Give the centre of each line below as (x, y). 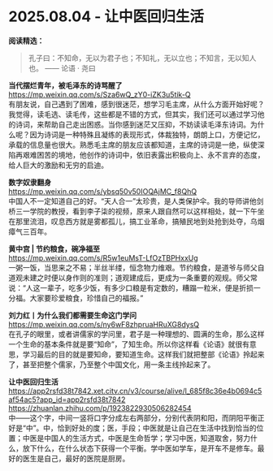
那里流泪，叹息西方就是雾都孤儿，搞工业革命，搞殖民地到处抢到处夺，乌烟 (140, 221)
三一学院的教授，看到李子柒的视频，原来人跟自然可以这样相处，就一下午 (136, 211)
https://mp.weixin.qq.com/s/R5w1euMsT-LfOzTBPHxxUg (104, 257)
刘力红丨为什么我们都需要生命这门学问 (72, 315)
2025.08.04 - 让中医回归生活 (106, 17)
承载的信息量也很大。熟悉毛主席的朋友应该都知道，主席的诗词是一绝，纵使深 (136, 145)
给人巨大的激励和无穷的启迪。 (58, 165)
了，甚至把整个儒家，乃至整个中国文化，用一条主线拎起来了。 (112, 364)
